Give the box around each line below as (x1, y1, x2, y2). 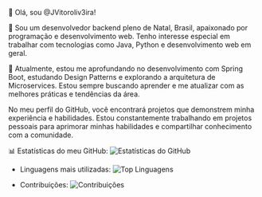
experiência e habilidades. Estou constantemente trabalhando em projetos (8, 113, 252, 123)
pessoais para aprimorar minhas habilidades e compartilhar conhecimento (8, 122, 252, 131)
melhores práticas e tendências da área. (8, 89, 141, 99)
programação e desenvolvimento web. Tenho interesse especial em (8, 32, 231, 41)
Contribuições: (19, 180, 69, 189)
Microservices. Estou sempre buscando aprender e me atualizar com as (8, 81, 244, 90)
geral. (8, 49, 28, 57)
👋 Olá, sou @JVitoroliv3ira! (8, 8, 96, 17)
